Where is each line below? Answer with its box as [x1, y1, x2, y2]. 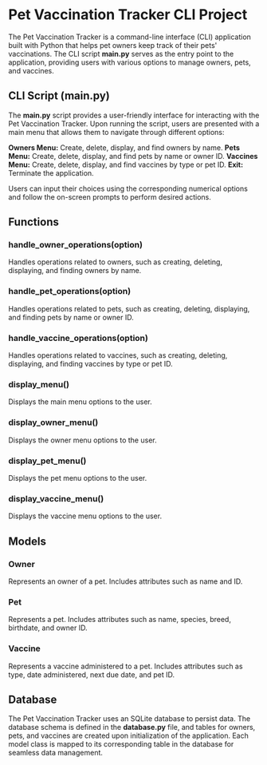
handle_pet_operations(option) [8, 286, 132, 297]
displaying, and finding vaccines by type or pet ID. [8, 359, 173, 369]
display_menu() [8, 379, 70, 390]
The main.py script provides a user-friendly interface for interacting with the [8, 110, 260, 120]
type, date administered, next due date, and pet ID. [8, 669, 175, 680]
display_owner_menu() [8, 417, 99, 428]
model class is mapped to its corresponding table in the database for [8, 739, 234, 749]
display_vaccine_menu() [8, 493, 104, 504]
